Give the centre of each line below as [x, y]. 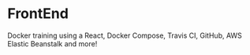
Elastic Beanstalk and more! [52, 43]
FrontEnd [38, 14]
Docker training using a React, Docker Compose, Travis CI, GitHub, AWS [125, 35]
